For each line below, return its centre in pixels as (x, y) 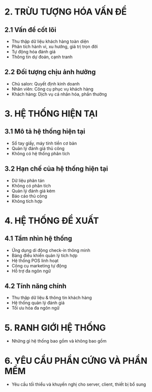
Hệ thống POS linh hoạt (35, 261)
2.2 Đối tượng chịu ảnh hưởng (50, 72)
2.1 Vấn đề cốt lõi (30, 30)
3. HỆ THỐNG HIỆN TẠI (51, 114)
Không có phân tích (31, 185)
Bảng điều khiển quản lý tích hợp (44, 255)
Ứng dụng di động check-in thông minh (51, 250)
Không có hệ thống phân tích (41, 153)
